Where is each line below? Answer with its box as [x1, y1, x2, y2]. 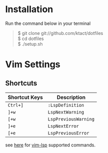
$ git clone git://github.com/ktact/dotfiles [17, 30, 103, 36]
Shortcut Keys [8, 94, 43, 101]
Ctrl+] [8, 102, 24, 108]
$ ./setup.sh [17, 41, 43, 47]
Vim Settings [5, 59, 61, 70]
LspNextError [47, 123, 79, 129]
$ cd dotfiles [17, 35, 44, 42]
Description [57, 94, 86, 101]
